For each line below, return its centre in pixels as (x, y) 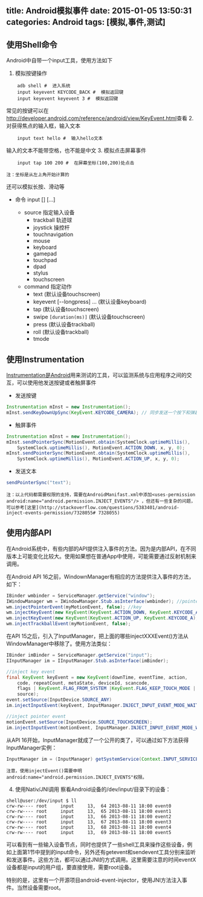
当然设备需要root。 (40, 888)
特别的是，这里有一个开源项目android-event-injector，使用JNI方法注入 (94, 880)
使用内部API (29, 533)
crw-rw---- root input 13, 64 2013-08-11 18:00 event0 (89, 806)
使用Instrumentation (45, 359)
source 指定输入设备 (49, 212)
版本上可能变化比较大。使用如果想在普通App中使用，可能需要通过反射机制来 (101, 556)
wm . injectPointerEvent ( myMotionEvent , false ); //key (74, 607)
